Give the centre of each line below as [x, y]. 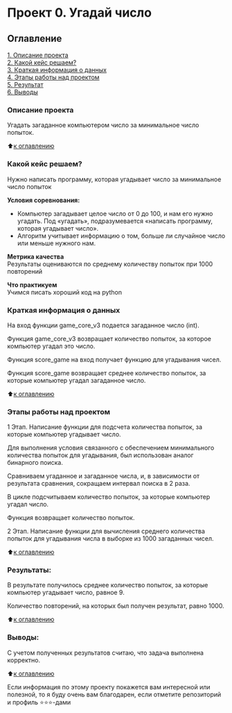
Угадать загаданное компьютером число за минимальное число [103, 125]
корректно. [24, 660]
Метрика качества [36, 256]
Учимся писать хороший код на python [65, 292]
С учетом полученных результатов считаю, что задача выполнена [106, 653]
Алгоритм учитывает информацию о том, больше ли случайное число [121, 236]
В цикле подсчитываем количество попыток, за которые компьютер [109, 497]
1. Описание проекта [38, 55]
